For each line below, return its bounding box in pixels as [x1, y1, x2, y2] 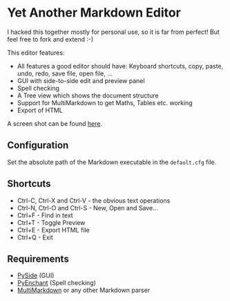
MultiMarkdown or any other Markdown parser [17, 286, 151, 295]
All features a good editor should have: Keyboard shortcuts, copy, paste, [17, 62, 224, 70]
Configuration [7, 140, 69, 152]
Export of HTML [17, 106, 64, 114]
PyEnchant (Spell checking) [17, 279, 97, 287]
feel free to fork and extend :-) [7, 35, 94, 43]
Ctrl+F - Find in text [17, 211, 74, 219]
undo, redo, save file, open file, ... [17, 69, 113, 77]
